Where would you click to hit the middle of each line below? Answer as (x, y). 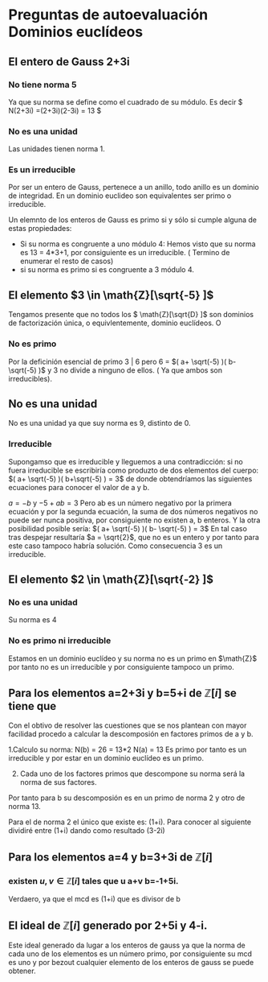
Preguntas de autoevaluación (108, 15)
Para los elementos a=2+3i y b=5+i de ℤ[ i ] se (122, 693)
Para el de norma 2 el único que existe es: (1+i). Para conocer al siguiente (130, 822)
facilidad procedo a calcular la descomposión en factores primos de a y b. (131, 734)
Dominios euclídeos (75, 32)
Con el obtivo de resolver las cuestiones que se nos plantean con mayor (128, 725)
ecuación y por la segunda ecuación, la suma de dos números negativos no (133, 511)
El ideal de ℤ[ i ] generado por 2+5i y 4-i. (108, 925)
